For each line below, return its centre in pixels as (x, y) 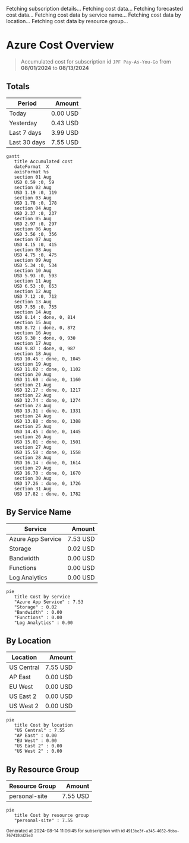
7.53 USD (81, 538)
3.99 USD (65, 132)
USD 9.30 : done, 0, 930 (45, 338)
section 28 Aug (33, 457)
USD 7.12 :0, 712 (36, 296)
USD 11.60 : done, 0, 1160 (48, 379)
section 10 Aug (33, 270)
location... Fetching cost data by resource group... (67, 21)
